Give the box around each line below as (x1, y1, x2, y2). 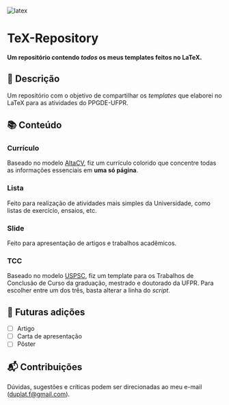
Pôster (16, 340, 36, 348)
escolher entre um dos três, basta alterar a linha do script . (7, 286, 171, 294)
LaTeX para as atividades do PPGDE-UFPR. (7, 98, 129, 106)
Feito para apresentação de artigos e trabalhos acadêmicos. (7, 239, 177, 247)
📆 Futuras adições (7, 306, 85, 318)
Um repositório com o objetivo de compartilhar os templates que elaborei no (7, 91, 222, 100)
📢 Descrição (7, 73, 60, 85)
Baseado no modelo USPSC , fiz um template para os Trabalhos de (7, 272, 194, 280)
